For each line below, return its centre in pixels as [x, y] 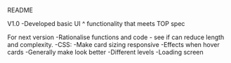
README [20, 10]
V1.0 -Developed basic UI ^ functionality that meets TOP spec [96, 23]
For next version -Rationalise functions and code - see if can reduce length [116, 37]
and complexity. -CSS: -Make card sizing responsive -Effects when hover [113, 44]
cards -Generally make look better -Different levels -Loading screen [105, 52]
